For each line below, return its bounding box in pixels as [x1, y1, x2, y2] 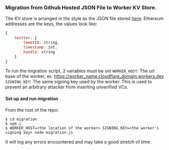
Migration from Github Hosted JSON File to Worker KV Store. [5, 4, 157, 11]
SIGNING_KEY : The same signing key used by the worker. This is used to [5, 79, 152, 85]
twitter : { [14, 35, 37, 40]
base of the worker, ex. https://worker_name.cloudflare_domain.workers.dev [5, 73, 164, 79]
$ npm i [5, 121, 22, 126]
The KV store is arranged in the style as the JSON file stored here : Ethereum [5, 16, 164, 22]
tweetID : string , [23, 40, 60, 45]
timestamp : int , [23, 44, 58, 49]
